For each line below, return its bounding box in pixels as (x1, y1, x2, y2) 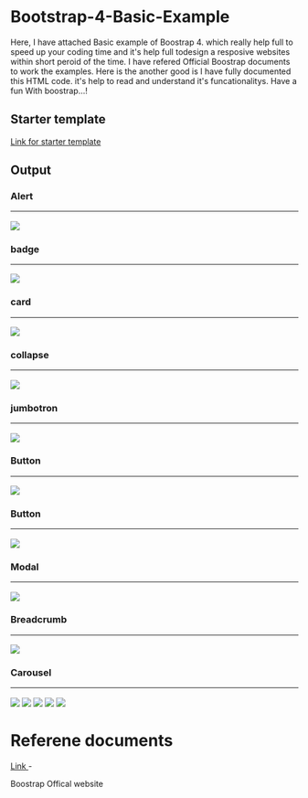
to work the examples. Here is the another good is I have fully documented (10, 66, 292, 77)
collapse (10, 349, 49, 362)
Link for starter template (10, 135, 101, 147)
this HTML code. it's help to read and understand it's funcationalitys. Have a (10, 75, 298, 86)
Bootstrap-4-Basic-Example (10, 6, 230, 27)
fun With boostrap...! (10, 85, 88, 96)
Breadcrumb (10, 613, 68, 626)
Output (10, 163, 51, 178)
